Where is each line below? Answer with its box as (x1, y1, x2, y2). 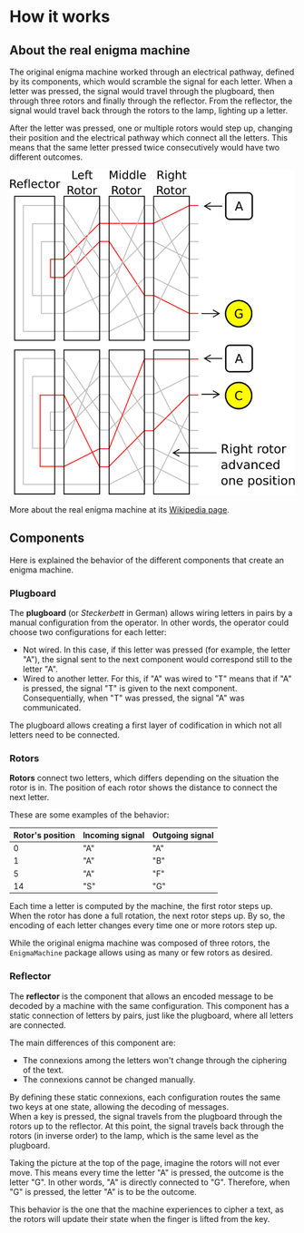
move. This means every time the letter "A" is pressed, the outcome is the (9, 1167, 284, 1178)
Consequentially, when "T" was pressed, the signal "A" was (22, 692, 245, 704)
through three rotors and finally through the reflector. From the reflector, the (9, 95, 293, 106)
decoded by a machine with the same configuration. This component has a (9, 1000, 289, 1011)
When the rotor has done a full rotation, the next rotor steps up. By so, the (9, 910, 286, 922)
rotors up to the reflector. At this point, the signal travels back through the (9, 1120, 284, 1131)
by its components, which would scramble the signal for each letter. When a (9, 76, 293, 87)
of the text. (22, 1064, 64, 1075)
